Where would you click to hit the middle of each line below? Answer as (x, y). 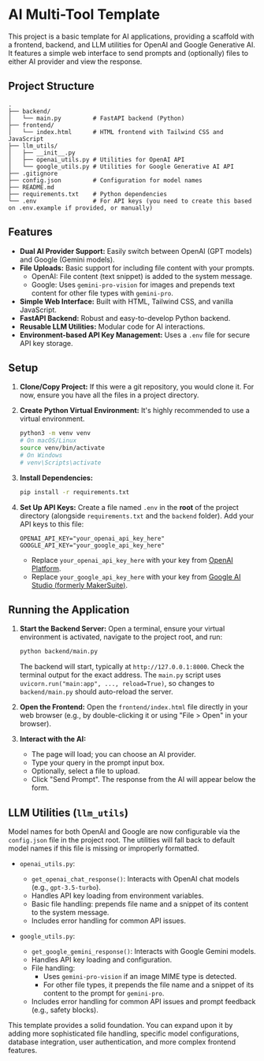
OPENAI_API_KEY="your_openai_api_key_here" (92, 538)
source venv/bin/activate (62, 448)
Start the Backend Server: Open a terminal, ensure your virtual (122, 629)
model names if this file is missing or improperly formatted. (104, 848)
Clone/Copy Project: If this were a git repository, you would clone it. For (137, 387)
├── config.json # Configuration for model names (105, 180)
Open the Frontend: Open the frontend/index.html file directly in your (134, 707)
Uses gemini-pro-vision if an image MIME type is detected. (140, 977)
